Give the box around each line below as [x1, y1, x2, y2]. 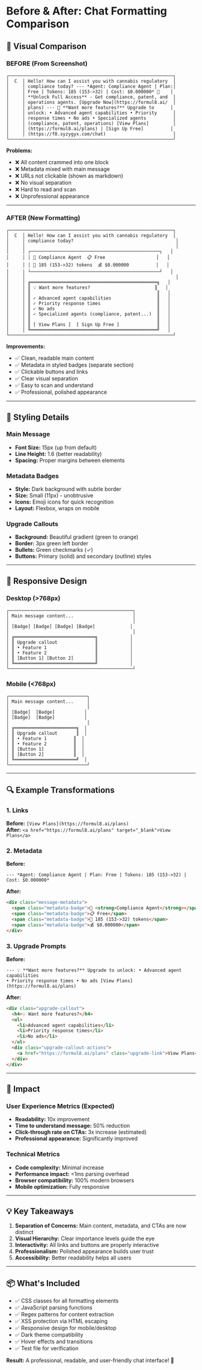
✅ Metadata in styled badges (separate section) [14, 361, 134, 369]
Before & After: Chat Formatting [6, 4, 167, 18]
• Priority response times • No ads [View [6, 978, 114, 984]
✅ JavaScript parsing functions [14, 1304, 93, 1311]
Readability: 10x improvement [14, 1116, 90, 1123]
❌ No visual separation [14, 179, 72, 186]
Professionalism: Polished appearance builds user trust [14, 1248, 154, 1255]
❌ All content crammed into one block [14, 158, 109, 165]
